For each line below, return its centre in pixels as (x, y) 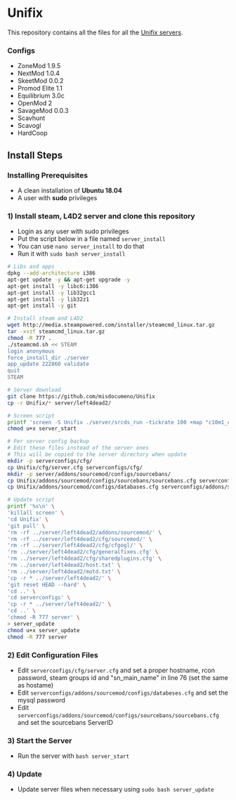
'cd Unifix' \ (28, 519)
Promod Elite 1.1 (40, 88)
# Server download (34, 390)
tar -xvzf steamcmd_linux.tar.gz (56, 332)
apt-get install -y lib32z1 (48, 299)
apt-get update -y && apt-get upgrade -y (69, 280)
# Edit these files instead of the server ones (78, 448)
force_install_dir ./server (48, 358)
